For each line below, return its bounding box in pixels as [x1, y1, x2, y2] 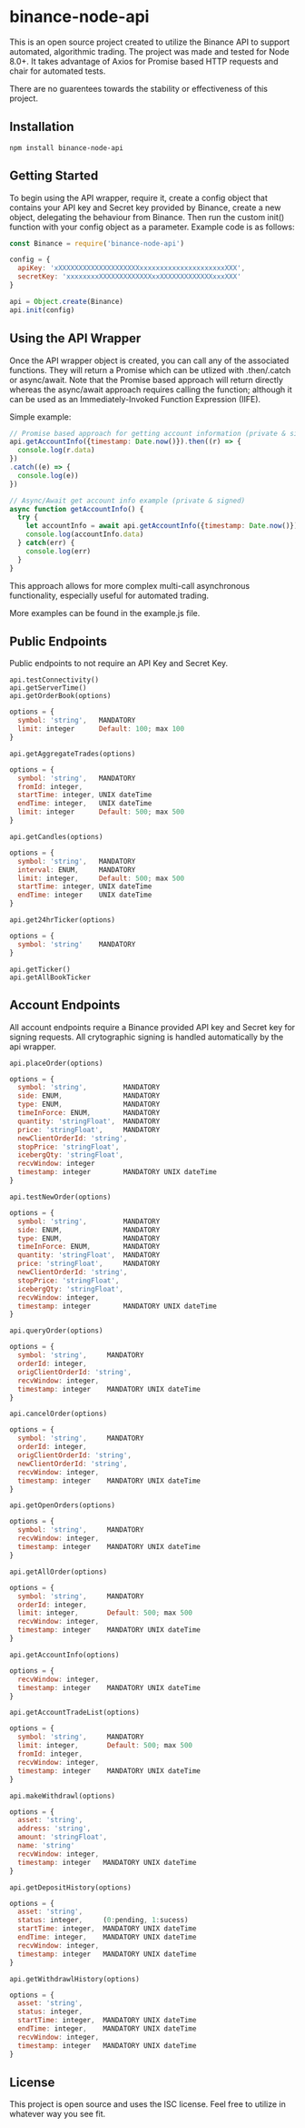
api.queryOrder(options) [9, 1326, 103, 1335]
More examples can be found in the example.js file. [9, 607, 201, 618]
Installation [9, 119, 74, 135]
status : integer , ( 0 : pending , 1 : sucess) [17, 1916, 189, 1925]
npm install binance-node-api [9, 143, 124, 152]
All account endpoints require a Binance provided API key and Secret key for [9, 1021, 296, 1032]
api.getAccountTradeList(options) [9, 1708, 141, 1718]
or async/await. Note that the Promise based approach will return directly [9, 374, 284, 385]
